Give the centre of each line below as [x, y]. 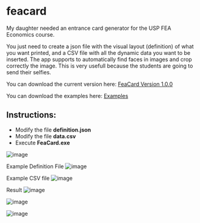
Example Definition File [35, 166]
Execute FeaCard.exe [42, 143]
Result [14, 189]
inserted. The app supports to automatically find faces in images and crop [99, 59]
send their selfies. [29, 72]
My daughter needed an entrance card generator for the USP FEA [89, 28]
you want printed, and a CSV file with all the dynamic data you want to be [98, 52]
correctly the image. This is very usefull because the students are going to [100, 66]
